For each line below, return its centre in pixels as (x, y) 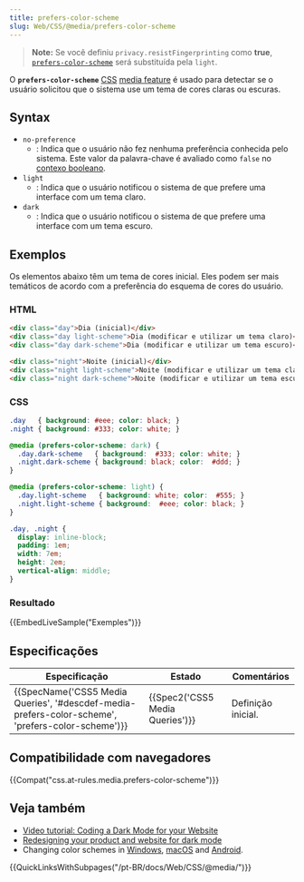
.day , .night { (38, 529)
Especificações (54, 651)
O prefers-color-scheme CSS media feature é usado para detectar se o (142, 79)
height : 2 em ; (42, 563)
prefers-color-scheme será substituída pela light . (124, 62)
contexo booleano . (71, 168)
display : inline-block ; (62, 537)
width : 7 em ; (40, 554)
